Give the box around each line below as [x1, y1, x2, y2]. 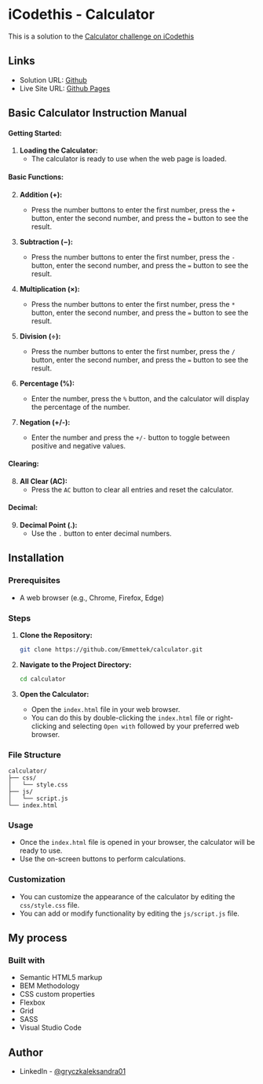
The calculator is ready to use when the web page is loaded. [31, 154, 227, 164]
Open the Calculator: [19, 689, 89, 699]
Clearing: [8, 459, 39, 469]
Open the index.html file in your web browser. [31, 704, 181, 713]
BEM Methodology [19, 981, 80, 990]
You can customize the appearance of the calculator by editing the [19, 891, 236, 901]
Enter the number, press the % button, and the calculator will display [31, 393, 250, 403]
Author [8, 1045, 43, 1059]
